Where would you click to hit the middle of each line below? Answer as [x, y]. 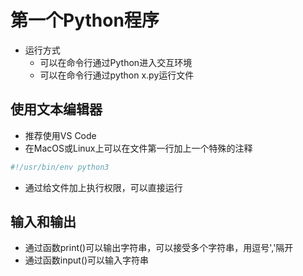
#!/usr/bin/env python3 [60, 167]
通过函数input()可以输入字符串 [87, 260]
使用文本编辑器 [56, 109]
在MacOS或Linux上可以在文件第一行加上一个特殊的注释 [138, 148]
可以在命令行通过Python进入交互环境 [116, 62]
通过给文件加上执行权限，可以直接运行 [103, 187]
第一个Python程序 [85, 20]
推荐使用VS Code [60, 135]
